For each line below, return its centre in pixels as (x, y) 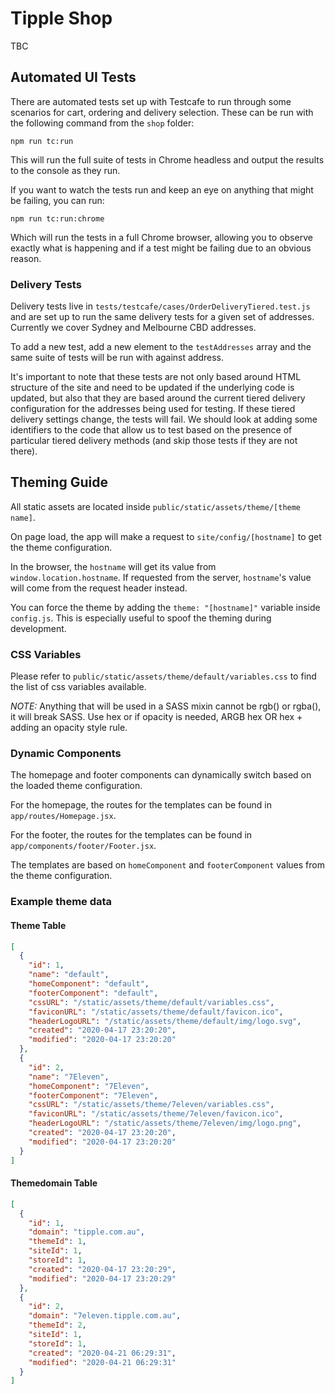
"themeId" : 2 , (57, 1325)
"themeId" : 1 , (57, 1242)
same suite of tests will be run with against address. (117, 358)
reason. (26, 258)
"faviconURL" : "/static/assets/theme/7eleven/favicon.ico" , (156, 1114)
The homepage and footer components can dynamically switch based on (161, 775)
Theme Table (38, 925)
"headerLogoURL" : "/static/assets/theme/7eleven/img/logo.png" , (165, 1123)
